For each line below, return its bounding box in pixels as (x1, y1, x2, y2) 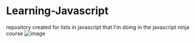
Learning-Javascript (6, 4, 109, 18)
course (6, 29, 24, 37)
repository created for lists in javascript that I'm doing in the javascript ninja (6, 24, 190, 31)
